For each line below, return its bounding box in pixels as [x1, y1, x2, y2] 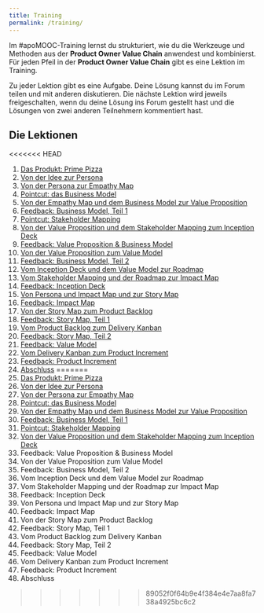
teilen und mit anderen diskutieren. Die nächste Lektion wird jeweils [9, 89, 227, 98]
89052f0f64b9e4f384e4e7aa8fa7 [145, 589, 256, 598]
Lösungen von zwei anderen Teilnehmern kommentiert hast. [9, 105, 203, 115]
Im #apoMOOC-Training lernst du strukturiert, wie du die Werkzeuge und [9, 40, 245, 50]
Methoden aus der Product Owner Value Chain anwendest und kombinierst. [9, 49, 256, 58]
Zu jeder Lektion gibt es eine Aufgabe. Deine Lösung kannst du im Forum [9, 80, 246, 90]
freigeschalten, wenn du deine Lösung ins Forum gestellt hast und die [9, 97, 235, 107]
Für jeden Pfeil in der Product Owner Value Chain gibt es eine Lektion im [9, 57, 245, 67]
